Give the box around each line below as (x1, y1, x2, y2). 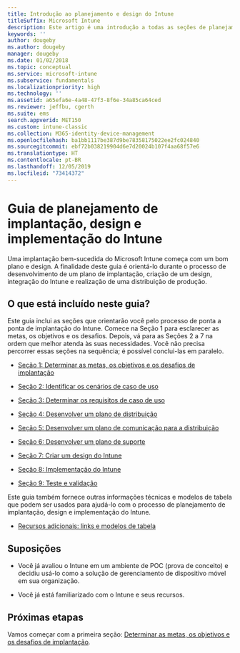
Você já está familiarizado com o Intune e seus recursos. (17, 590, 185, 599)
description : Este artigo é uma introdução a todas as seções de (7, 24, 206, 31)
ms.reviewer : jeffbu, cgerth (7, 103, 94, 111)
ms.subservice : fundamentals (7, 76, 94, 84)
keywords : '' (7, 30, 46, 38)
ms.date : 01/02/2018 (7, 57, 69, 64)
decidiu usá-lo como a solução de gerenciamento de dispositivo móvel (17, 569, 226, 578)
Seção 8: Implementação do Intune (17, 465, 121, 474)
